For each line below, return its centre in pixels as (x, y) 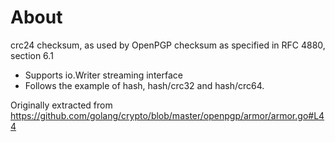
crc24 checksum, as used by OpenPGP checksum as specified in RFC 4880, (168, 45)
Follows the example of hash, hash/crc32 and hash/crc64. (144, 85)
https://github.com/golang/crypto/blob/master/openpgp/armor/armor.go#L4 (167, 115)
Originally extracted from (61, 105)
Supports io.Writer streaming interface (103, 75)
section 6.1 (32, 55)
